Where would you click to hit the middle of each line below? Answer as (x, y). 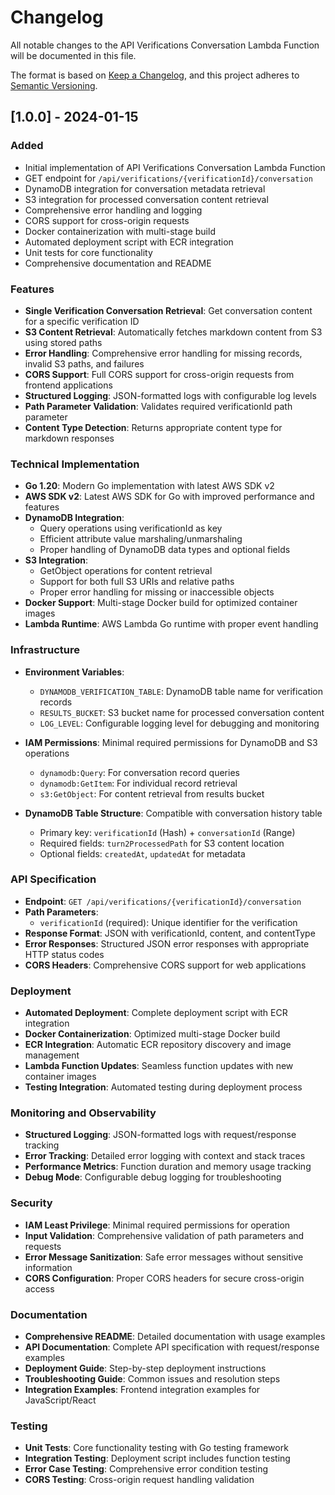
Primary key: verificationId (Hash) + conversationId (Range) (167, 832)
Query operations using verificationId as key (131, 528)
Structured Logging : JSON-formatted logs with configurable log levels (170, 395)
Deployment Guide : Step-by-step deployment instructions (145, 1368)
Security (31, 1203)
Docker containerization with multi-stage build (120, 231)
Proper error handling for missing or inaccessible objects (157, 592)
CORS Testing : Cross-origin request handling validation (139, 1480)
